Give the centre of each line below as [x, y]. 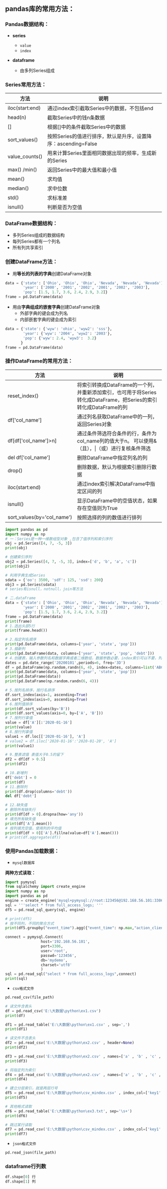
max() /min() [22, 169]
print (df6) [16, 1116]
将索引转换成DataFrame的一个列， [117, 385]
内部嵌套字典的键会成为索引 [48, 320]
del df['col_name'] [29, 457]
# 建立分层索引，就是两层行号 [32, 1088]
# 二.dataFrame [20, 598]
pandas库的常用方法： [40, 9]
